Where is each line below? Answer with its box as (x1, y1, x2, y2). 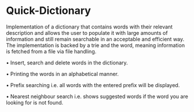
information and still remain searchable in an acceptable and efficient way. (6, 35, 185, 42)
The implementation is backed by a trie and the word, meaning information (6, 42, 185, 49)
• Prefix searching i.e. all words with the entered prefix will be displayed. (6, 81, 180, 88)
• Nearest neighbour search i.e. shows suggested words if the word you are (6, 93, 188, 100)
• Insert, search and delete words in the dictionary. (6, 59, 128, 66)
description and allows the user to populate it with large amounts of (6, 29, 168, 36)
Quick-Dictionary (6, 4, 91, 17)
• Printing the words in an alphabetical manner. (6, 70, 119, 77)
